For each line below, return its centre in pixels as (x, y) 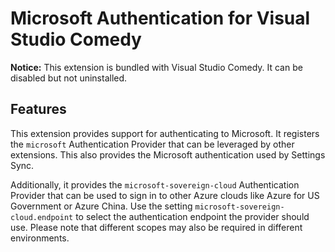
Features (38, 109)
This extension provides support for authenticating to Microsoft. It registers (165, 133)
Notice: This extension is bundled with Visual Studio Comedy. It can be (156, 67)
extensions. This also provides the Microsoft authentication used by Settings (168, 154)
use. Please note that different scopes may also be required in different (156, 227)
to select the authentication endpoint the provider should (192, 216)
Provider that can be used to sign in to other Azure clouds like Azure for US (165, 195)
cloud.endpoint (42, 217)
